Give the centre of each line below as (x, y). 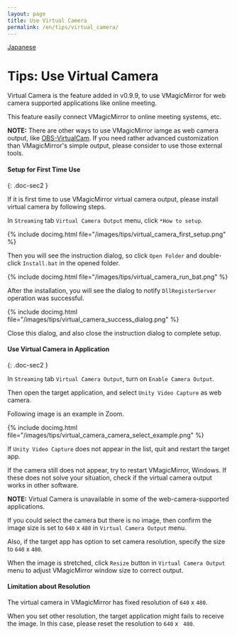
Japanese (22, 48)
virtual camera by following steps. (57, 206)
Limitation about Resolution (49, 587)
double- (210, 255)
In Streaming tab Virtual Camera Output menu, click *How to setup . (105, 220)
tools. (16, 153)
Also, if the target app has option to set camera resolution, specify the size (116, 541)
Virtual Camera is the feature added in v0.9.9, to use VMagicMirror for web (117, 96)
